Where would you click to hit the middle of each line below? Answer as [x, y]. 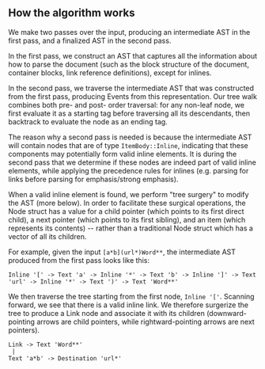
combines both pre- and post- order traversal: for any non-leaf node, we [127, 105]
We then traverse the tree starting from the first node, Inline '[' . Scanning [131, 296]
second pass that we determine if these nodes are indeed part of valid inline [132, 162]
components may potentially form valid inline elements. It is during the [123, 154]
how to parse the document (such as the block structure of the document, [129, 64]
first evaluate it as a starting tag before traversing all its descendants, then [129, 113]
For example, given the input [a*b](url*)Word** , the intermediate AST [122, 252]
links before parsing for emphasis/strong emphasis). [93, 179]
